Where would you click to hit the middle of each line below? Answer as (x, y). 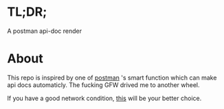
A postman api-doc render (45, 31)
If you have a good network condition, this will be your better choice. (104, 98)
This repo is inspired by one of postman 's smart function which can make (112, 77)
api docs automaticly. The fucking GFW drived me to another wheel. (104, 85)
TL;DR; (27, 12)
